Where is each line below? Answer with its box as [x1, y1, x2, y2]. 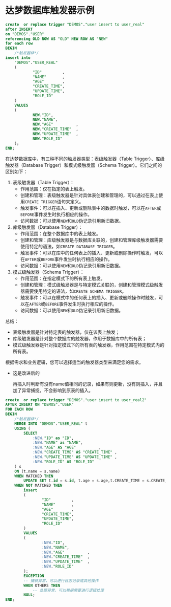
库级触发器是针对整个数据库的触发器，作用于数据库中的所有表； [12, 335, 147, 341]
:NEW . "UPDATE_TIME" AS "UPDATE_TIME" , [32, 454, 117, 460]
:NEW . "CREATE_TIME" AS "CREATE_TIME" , [32, 450, 117, 455]
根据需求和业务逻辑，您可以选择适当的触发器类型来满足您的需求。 [5, 359, 144, 365]
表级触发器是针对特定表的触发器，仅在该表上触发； [12, 329, 120, 335]
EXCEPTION [23, 573, 44, 578]
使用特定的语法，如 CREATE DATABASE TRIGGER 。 [20, 243, 118, 249]
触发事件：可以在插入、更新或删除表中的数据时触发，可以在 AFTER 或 [20, 205, 161, 211]
